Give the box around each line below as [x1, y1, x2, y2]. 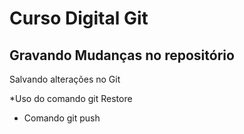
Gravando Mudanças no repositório [9, 47, 235, 64]
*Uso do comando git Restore [9, 93, 133, 104]
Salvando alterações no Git [9, 73, 121, 85]
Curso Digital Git [9, 7, 149, 30]
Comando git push [23, 112, 101, 124]
